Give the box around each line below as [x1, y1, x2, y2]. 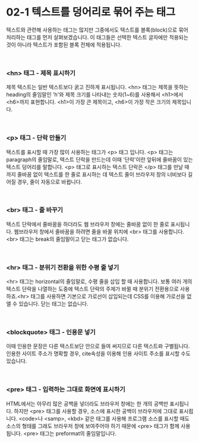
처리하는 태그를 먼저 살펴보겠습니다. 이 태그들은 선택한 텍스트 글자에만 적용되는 [6, 33, 189, 40]
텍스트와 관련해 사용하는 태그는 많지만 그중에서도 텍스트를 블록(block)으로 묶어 [6, 26, 188, 33]
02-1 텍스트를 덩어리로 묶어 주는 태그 [6, 5, 176, 19]
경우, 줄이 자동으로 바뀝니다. [17, 178, 83, 185]
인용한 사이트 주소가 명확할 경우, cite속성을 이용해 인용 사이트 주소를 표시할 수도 [6, 350, 191, 357]
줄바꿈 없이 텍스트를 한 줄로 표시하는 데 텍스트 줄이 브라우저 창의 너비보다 [17, 171, 187, 178]
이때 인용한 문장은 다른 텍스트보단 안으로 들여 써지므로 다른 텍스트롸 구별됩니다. [6, 343, 190, 350]
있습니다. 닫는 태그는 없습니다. [18, 300, 89, 307]
